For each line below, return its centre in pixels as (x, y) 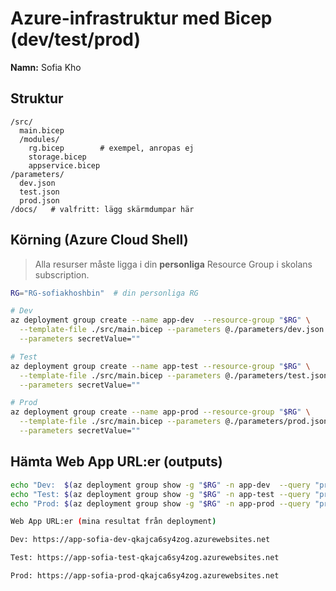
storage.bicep (57, 157)
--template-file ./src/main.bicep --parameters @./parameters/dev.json (172, 330)
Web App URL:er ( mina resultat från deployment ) (113, 522)
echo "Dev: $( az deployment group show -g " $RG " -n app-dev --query (160, 485)
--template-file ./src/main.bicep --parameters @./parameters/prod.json (174, 422)
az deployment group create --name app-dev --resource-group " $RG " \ (160, 320)
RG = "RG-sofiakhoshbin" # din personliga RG (104, 293)
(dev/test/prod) (76, 39)
